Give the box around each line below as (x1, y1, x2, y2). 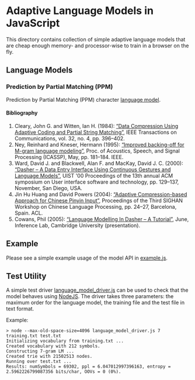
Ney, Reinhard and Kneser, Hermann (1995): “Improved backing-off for (14, 141, 185, 148)
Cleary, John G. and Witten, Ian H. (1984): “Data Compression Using (14, 122, 179, 129)
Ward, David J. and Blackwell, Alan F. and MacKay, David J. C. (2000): (14, 160, 184, 167)
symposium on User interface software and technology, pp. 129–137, (14, 178, 179, 185)
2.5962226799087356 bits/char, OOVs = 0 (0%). (6, 369, 121, 375)
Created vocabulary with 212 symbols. (6, 343, 100, 349)
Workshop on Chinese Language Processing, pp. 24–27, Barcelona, (14, 203, 177, 210)
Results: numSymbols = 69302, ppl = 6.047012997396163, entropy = (6, 364, 171, 369)
